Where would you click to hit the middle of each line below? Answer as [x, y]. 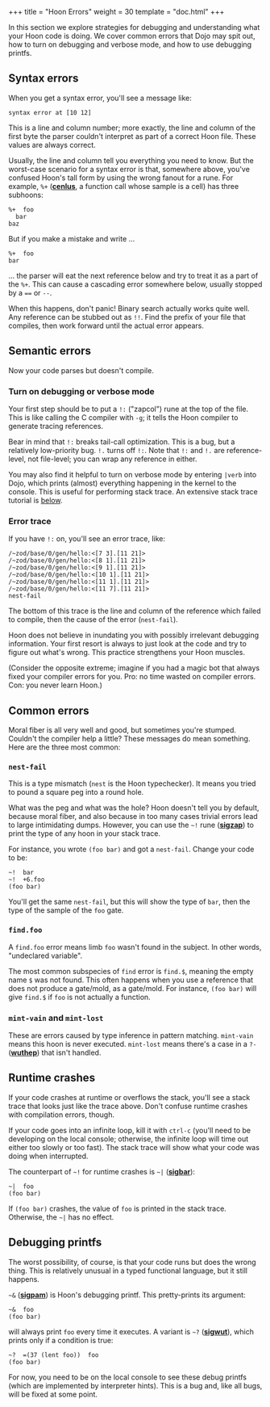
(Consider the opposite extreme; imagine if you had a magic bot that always [134, 668]
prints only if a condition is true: [61, 1340]
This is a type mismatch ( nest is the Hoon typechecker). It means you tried [132, 783]
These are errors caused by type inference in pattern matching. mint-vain [131, 1035]
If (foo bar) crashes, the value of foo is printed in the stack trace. [118, 1208]
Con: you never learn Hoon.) [56, 685]
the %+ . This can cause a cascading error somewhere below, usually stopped [135, 284]
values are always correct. [52, 145]
